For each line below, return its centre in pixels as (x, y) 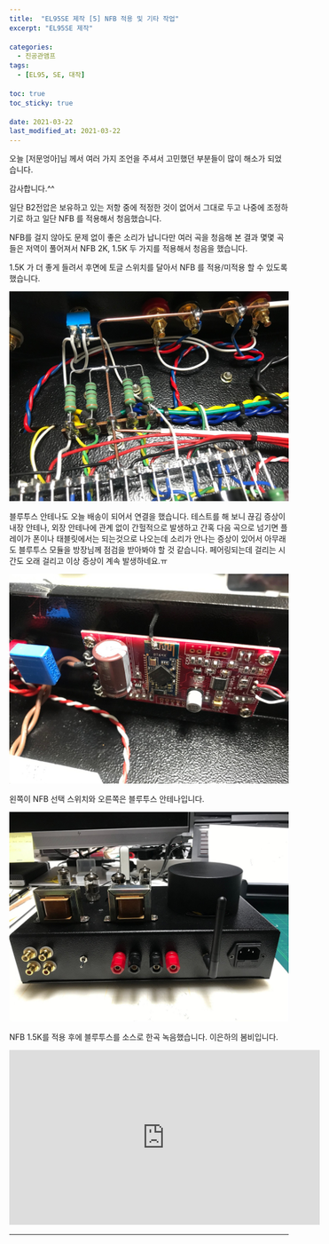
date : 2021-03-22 (41, 122)
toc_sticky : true (41, 103)
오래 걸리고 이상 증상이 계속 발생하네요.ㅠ (97, 561)
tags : (19, 66)
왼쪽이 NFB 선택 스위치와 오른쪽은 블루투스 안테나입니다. (107, 799)
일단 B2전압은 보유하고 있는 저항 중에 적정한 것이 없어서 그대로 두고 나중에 (137, 208)
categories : (31, 47)
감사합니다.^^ (32, 189)
